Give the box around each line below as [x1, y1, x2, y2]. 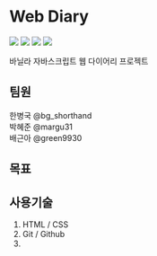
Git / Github [22, 228, 65, 239]
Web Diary [9, 6, 90, 27]
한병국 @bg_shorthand [9, 110, 92, 120]
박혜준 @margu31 [9, 121, 74, 132]
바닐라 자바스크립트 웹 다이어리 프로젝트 [9, 56, 149, 66]
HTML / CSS [22, 218, 69, 230]
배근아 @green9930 [9, 132, 83, 143]
